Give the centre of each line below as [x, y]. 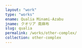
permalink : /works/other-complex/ [41, 33]
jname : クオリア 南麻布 [27, 24]
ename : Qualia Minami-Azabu [34, 19]
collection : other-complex [33, 38]
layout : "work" [21, 10]
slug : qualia [19, 28]
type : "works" [20, 14]
